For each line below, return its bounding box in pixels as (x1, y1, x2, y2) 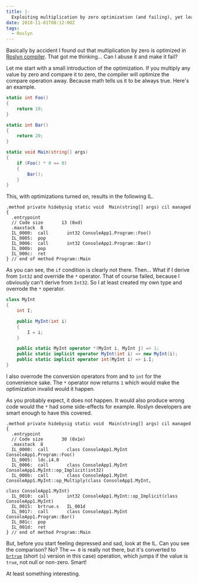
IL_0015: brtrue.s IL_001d (11, 503, 85, 509)
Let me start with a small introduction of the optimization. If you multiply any (6, 64, 190, 72)
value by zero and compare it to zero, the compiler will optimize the (6, 71, 170, 78)
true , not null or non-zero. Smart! (6, 558, 87, 565)
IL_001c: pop (11, 519, 46, 525)
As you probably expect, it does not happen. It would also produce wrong (6, 397, 184, 404)
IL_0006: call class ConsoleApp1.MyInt (11, 462, 128, 468)
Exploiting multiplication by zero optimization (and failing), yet (11, 14, 183, 20)
